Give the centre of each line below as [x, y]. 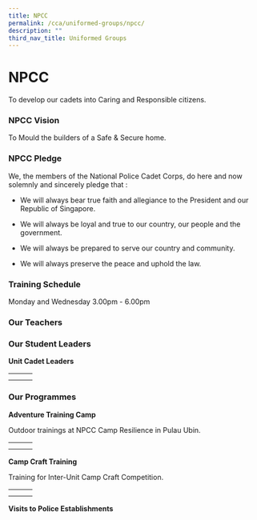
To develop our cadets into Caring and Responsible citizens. [107, 100]
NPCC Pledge [35, 158]
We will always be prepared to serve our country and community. [127, 248]
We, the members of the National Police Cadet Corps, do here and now [125, 176]
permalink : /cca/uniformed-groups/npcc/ [77, 23]
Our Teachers [35, 322]
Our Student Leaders [50, 343]
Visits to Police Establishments [61, 508]
